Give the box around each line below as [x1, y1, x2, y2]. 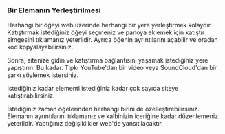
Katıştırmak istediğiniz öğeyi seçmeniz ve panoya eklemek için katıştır [7, 28, 205, 36]
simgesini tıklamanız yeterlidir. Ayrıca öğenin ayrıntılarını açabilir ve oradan [7, 36, 218, 44]
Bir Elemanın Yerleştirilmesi [7, 5, 101, 15]
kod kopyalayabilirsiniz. [7, 43, 74, 52]
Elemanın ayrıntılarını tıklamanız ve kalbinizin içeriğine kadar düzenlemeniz [7, 112, 219, 120]
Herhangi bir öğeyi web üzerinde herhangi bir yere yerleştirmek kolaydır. [7, 21, 213, 30]
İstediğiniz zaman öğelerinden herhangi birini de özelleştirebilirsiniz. [7, 105, 200, 113]
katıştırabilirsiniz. [7, 91, 55, 100]
